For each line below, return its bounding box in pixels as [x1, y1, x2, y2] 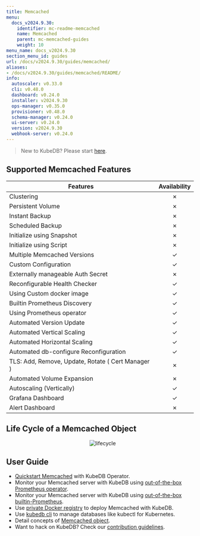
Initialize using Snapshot [9, 231, 77, 239]
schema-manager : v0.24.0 [11, 114, 73, 120]
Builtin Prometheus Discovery [9, 299, 92, 307]
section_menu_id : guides [6, 53, 68, 59]
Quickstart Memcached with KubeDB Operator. [14, 473, 130, 480]
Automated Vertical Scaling [9, 328, 85, 336]
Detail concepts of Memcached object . [14, 517, 111, 524]
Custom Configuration [9, 260, 71, 269]
